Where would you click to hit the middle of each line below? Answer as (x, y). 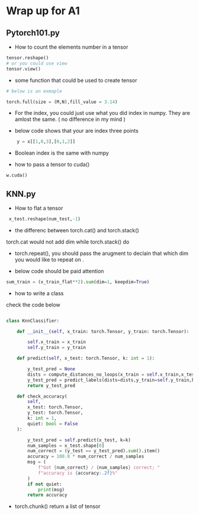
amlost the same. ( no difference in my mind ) (70, 119)
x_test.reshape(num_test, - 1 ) (45, 219)
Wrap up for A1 (43, 11)
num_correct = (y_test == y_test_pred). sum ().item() (94, 451)
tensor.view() (24, 69)
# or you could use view (37, 63)
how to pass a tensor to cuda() (52, 165)
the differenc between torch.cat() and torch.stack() (77, 230)
